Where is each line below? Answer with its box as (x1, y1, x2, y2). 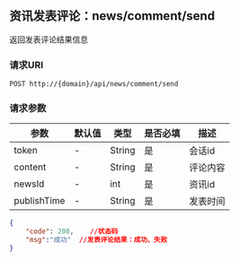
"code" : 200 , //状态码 (25, 227, 119, 236)
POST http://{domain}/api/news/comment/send (9, 80, 179, 89)
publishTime (13, 195, 66, 207)
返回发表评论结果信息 (9, 34, 88, 45)
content (13, 161, 47, 173)
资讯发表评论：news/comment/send (9, 8, 216, 24)
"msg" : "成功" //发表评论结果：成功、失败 (25, 236, 168, 245)
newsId (13, 178, 45, 190)
